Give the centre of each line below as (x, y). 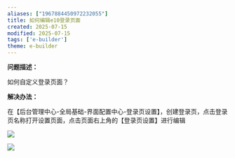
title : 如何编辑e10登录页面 (44, 20)
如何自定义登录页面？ (38, 82)
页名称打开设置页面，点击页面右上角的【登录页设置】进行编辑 (96, 120)
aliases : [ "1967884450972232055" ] (58, 14)
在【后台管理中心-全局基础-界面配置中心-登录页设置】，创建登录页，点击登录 (117, 112)
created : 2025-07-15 (38, 27)
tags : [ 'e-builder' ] (38, 40)
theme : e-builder (33, 46)
